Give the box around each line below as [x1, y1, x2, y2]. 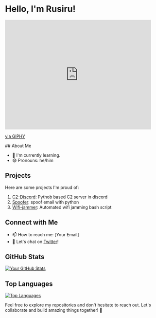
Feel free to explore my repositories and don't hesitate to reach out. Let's [5, 302, 152, 308]
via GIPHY [5, 133, 26, 139]
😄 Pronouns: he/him [12, 157, 53, 163]
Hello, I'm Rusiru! [5, 3, 76, 15]
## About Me [5, 143, 32, 149]
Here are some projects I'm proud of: [5, 184, 79, 190]
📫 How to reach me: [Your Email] [12, 231, 79, 237]
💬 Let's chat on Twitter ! [12, 239, 59, 244]
